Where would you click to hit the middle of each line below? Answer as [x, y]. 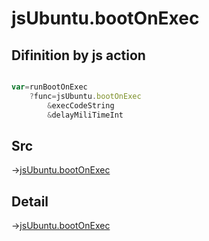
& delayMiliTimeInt [85, 115]
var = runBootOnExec [49, 87]
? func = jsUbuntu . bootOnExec [85, 96]
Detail [30, 201]
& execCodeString [81, 105]
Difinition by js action [78, 55]
